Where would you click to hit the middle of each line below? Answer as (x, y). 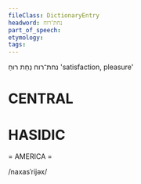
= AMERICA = (30, 156)
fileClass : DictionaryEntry (54, 15)
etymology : (26, 37)
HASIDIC (37, 135)
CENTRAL (41, 99)
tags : (17, 45)
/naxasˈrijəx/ (28, 172)
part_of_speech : (34, 30)
